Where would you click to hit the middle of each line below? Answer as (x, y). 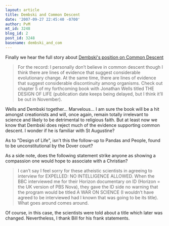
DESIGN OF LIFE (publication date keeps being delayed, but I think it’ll (90, 94)
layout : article (22, 10)
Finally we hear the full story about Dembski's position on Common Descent (85, 57)
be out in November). (40, 99)
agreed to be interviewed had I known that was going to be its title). (88, 197)
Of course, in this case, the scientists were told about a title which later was (84, 212)
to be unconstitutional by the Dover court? (49, 146)
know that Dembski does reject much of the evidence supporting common (83, 125)
